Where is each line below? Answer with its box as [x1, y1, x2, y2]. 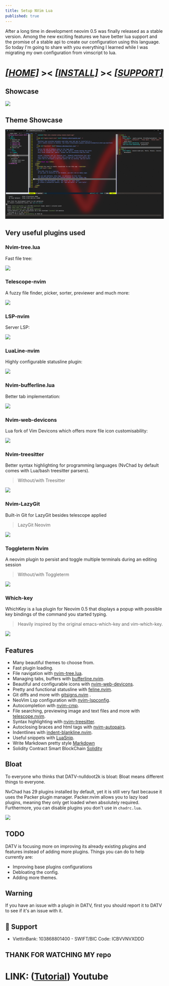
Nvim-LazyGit [5, 501, 40, 508]
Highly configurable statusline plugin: [5, 359, 83, 365]
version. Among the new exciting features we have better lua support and [5, 33, 157, 39]
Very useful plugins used [5, 229, 86, 237]
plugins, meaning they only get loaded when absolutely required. [5, 799, 140, 805]
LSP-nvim [5, 313, 30, 320]
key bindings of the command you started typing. [5, 611, 107, 617]
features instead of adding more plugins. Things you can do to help [5, 849, 145, 855]
